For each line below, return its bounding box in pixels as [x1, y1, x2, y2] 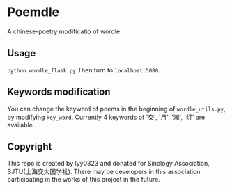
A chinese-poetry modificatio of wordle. [7, 27, 122, 35]
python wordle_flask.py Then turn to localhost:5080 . [7, 65, 160, 74]
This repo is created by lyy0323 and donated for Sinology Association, [7, 159, 210, 168]
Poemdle [7, 4, 60, 20]
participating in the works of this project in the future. [7, 175, 160, 184]
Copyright [7, 141, 52, 152]
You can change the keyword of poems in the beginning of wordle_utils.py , [7, 104, 226, 113]
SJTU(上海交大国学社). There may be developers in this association [7, 168, 201, 176]
